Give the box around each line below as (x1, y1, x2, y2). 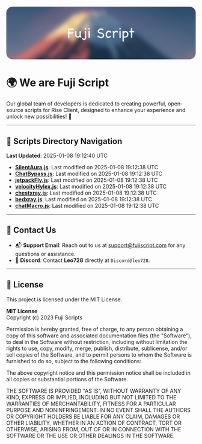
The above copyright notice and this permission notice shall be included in (6, 369, 191, 377)
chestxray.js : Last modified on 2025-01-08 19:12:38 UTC (14, 189, 158, 196)
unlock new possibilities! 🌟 (6, 113, 72, 120)
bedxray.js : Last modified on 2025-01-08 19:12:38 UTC (14, 196, 152, 203)
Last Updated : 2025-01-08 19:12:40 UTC (6, 152, 108, 160)
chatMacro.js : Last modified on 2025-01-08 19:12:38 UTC (14, 202, 159, 210)
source (6, 107, 24, 114)
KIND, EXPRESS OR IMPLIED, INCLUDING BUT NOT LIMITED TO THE (6, 393, 177, 401)
